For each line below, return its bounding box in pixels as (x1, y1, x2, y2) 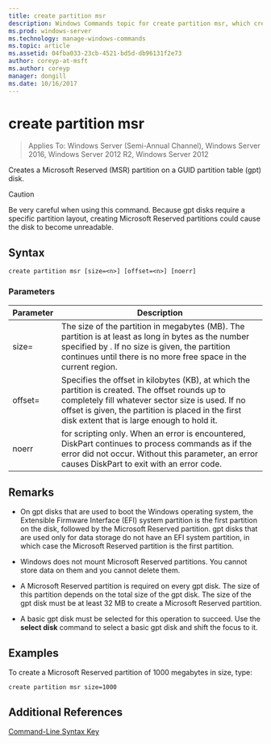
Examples (8, 646, 59, 660)
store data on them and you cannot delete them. (19, 565, 181, 575)
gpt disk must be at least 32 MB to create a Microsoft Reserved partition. (19, 598, 262, 608)
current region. (60, 361, 118, 372)
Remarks (8, 485, 55, 499)
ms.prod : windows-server (8, 27, 92, 35)
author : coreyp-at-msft (8, 57, 89, 66)
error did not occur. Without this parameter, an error (60, 448, 258, 459)
